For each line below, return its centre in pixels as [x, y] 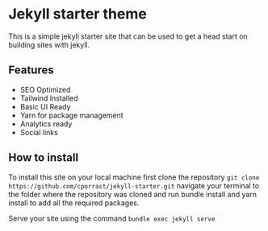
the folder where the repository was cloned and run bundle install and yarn [132, 194]
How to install [44, 158]
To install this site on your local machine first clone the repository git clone [134, 177]
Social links [39, 132]
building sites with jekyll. [49, 44]
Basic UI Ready [45, 106]
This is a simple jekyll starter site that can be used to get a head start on [128, 36]
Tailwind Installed [49, 98]
